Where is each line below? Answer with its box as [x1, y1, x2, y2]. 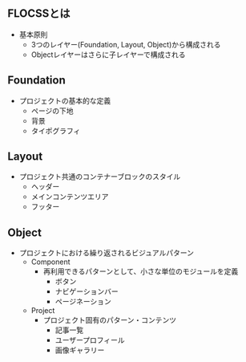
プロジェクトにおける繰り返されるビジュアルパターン [18, 248, 194, 258]
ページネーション [54, 297, 111, 307]
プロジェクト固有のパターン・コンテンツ [42, 315, 177, 325]
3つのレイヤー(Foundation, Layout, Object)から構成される [30, 39, 221, 49]
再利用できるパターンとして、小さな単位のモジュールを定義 [42, 266, 239, 276]
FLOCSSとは [7, 6, 71, 21]
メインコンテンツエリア [30, 192, 109, 201]
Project [30, 306, 55, 315]
